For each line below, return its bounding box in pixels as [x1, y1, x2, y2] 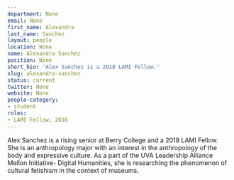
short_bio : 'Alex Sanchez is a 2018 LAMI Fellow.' [7, 63, 160, 70]
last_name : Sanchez [7, 30, 65, 38]
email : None [7, 17, 43, 24]
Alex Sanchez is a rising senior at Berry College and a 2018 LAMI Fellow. [7, 136, 218, 144]
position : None [7, 57, 52, 64]
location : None [7, 43, 52, 51]
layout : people [7, 37, 52, 44]
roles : [7, 110, 27, 117]
